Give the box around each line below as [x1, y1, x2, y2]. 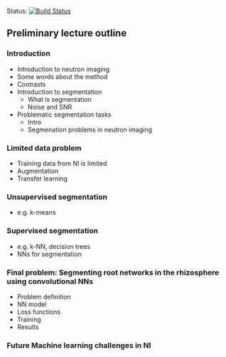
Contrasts [16, 80, 46, 88]
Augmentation [16, 166, 59, 175]
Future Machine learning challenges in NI [6, 340, 151, 350]
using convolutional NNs [6, 276, 94, 286]
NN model [16, 299, 47, 309]
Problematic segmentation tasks [16, 110, 112, 119]
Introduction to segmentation [16, 87, 102, 96]
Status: [6, 7, 28, 15]
